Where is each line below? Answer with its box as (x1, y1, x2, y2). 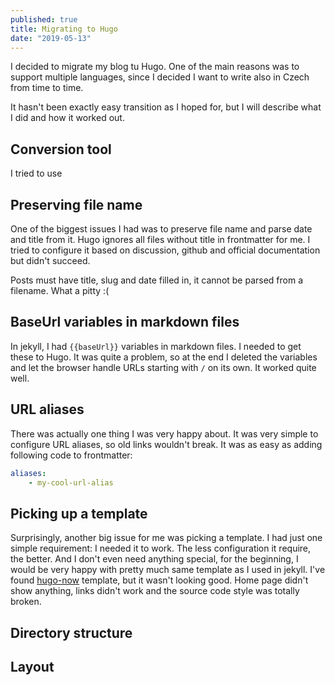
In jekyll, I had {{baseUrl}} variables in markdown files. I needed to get (10, 340, 302, 352)
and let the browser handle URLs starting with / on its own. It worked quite (10, 361, 317, 373)
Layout (10, 658, 55, 675)
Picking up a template (10, 505, 148, 522)
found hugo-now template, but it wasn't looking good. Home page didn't (10, 574, 309, 586)
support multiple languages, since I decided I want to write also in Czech (10, 71, 310, 83)
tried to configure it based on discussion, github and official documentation (10, 244, 321, 256)
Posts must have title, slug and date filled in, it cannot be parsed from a (10, 274, 304, 286)
